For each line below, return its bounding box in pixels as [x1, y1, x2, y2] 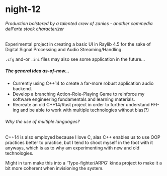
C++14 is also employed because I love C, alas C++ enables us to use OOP [5, 134, 160, 140]
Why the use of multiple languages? [5, 118, 80, 124]
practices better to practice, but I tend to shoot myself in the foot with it [5, 139, 153, 145]
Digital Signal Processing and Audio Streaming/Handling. [5, 47, 123, 53]
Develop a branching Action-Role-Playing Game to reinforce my [12, 91, 145, 97]
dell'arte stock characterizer [5, 26, 64, 32]
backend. [12, 86, 32, 92]
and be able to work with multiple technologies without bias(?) [20, 107, 149, 113]
